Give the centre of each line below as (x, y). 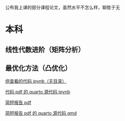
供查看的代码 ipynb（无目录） (36, 81)
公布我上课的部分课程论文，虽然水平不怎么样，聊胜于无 (62, 7)
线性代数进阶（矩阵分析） (45, 49)
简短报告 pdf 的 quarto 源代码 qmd (41, 113)
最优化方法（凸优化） (38, 68)
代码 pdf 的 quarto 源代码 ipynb (38, 92)
